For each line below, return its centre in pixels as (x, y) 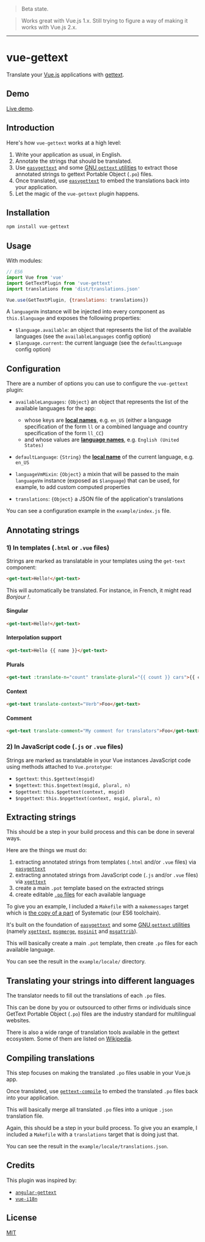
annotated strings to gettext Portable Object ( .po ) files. (84, 174)
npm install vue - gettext (38, 227)
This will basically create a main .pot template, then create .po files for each (102, 943)
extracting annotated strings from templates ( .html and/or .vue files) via (106, 862)
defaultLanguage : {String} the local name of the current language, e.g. (104, 457)
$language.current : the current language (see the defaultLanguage (99, 343)
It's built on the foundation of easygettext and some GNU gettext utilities (98, 925)
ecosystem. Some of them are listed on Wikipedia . (70, 1039)
